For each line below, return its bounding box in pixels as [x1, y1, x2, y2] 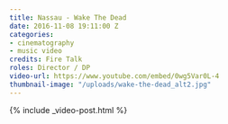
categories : [9, 30, 54, 39]
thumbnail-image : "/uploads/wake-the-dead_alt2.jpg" [9, 80, 212, 89]
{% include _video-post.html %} [9, 104, 128, 115]
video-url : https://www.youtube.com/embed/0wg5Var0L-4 [9, 72, 220, 81]
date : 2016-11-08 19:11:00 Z [9, 22, 119, 31]
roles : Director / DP [9, 64, 91, 73]
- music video [9, 47, 63, 56]
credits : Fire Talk [9, 55, 83, 64]
